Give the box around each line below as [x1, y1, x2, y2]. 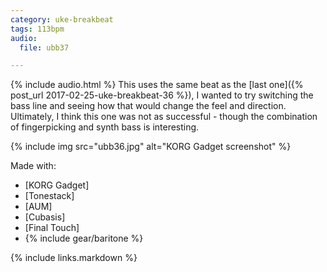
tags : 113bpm [10, 24, 65, 34]
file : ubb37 [19, 42, 70, 53]
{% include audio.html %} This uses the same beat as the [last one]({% [10, 79, 304, 91]
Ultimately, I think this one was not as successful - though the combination [10, 111, 318, 123]
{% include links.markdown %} [10, 252, 138, 264]
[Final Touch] [24, 222, 80, 234]
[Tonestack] [24, 190, 75, 202]
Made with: [10, 160, 57, 172]
